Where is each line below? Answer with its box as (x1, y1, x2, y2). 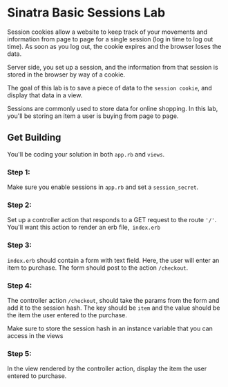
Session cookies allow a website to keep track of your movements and (7, 28, 208, 36)
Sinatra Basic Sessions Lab (7, 5, 166, 21)
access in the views (7, 331, 64, 339)
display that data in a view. (7, 91, 83, 99)
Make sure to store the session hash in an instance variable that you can (7, 324, 213, 333)
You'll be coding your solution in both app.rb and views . (7, 150, 165, 158)
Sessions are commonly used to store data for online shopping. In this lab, (7, 104, 218, 112)
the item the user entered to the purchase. (7, 310, 128, 319)
